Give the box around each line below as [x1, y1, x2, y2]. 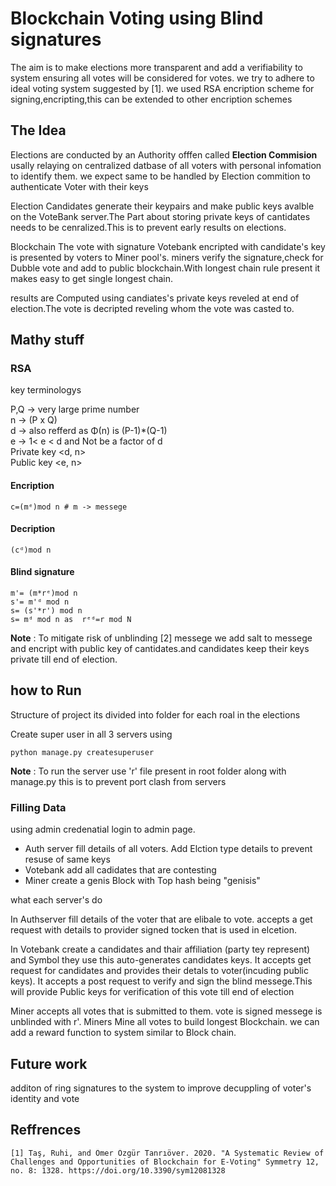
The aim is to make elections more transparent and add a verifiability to [10, 61, 303, 73]
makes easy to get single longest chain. [10, 272, 174, 284]
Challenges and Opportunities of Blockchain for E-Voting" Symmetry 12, [10, 1157, 320, 1167]
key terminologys [10, 384, 82, 396]
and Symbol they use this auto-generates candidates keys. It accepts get [10, 954, 312, 966]
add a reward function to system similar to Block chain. [10, 1027, 237, 1039]
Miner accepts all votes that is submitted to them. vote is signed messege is [10, 1005, 323, 1017]
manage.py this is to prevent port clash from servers [10, 775, 227, 787]
